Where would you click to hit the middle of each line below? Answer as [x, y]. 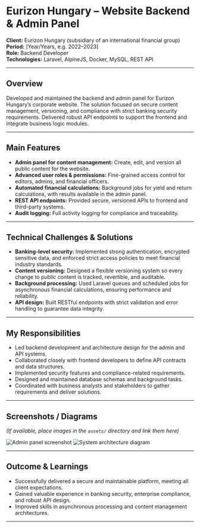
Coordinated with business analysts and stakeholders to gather [92, 386]
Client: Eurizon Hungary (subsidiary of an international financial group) [93, 40]
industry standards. [39, 265]
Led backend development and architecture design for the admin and [100, 348]
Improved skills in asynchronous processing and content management [101, 506]
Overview [25, 84]
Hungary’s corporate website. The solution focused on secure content [92, 104]
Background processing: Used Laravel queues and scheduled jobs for [101, 283]
